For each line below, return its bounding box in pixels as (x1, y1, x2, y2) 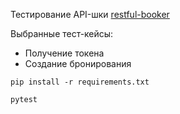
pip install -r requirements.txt (10, 77, 150, 87)
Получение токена (24, 47, 105, 59)
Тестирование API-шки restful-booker (10, 9, 170, 20)
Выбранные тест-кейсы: (10, 28, 114, 39)
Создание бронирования (24, 58, 132, 69)
